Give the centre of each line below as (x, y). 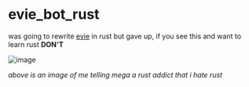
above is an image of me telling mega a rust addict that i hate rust (115, 74)
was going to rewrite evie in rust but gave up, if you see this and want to (125, 36)
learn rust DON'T (36, 44)
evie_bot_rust (54, 14)
